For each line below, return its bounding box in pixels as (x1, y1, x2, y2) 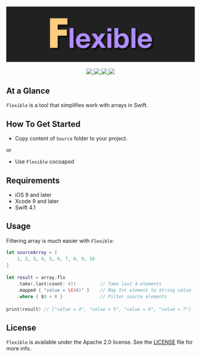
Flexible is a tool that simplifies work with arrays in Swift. (6, 102, 148, 109)
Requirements (6, 175, 60, 185)
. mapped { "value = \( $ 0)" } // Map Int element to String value (17, 288, 191, 294)
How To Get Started (6, 119, 81, 129)
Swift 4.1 (14, 204, 36, 211)
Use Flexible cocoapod (14, 158, 75, 165)
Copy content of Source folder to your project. (14, 135, 127, 142)
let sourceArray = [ (6, 249, 58, 255)
